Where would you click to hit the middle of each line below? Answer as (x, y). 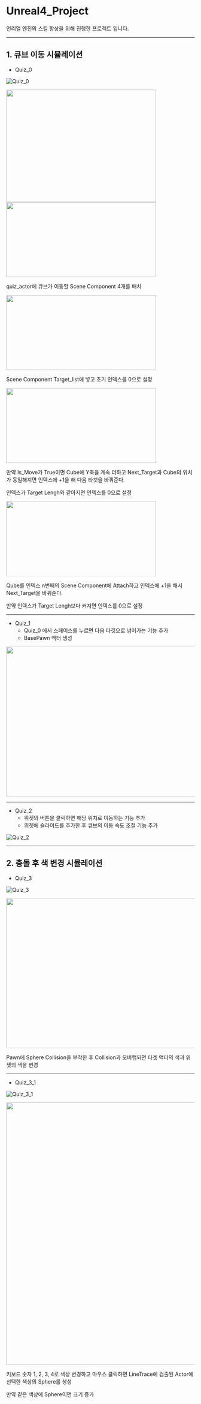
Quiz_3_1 (25, 1082)
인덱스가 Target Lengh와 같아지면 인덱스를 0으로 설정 (69, 492)
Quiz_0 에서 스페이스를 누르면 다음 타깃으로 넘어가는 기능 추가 (96, 630)
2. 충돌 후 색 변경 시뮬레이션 (54, 863)
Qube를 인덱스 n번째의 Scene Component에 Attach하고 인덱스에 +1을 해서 (94, 585)
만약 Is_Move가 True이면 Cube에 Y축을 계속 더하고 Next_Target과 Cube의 (94, 472)
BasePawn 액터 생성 (48, 638)
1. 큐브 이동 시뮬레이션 (45, 55)
